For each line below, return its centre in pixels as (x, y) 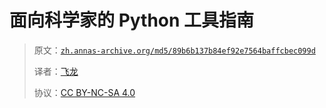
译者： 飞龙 (56, 71)
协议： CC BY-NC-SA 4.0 (84, 92)
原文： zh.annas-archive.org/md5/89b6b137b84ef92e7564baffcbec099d (174, 50)
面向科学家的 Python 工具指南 (132, 20)
